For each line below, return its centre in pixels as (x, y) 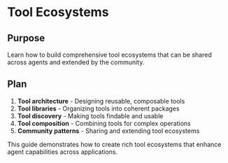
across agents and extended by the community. (76, 62)
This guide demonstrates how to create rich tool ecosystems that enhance (114, 144)
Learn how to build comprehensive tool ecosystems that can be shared (109, 55)
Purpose (26, 38)
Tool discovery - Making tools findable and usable (90, 115)
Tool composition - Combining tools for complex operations (104, 123)
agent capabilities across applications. (63, 152)
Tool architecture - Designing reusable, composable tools (101, 101)
